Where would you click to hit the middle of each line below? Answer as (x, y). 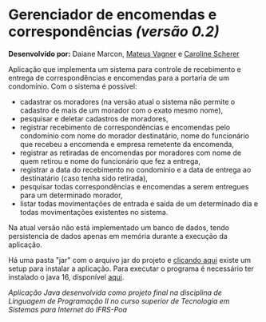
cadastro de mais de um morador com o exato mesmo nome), (121, 110)
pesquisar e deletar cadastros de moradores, (94, 118)
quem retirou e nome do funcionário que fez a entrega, (110, 161)
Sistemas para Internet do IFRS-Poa (68, 309)
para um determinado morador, (71, 195)
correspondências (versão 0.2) (114, 32)
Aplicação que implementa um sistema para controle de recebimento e (125, 69)
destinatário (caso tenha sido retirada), (83, 178)
